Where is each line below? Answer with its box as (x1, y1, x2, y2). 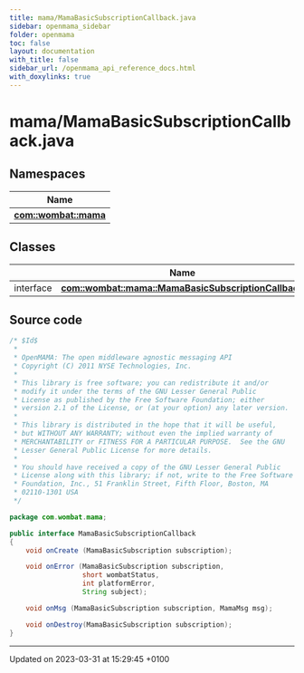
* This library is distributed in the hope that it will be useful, (13, 420, 278, 430)
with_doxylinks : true (9, 72, 91, 82)
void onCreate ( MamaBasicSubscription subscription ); (25, 545, 233, 555)
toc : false (9, 38, 51, 48)
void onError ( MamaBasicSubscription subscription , (25, 562, 224, 572)
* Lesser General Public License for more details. (13, 446, 213, 455)
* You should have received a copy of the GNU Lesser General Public (13, 463, 281, 472)
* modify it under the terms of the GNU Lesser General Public (13, 387, 257, 396)
